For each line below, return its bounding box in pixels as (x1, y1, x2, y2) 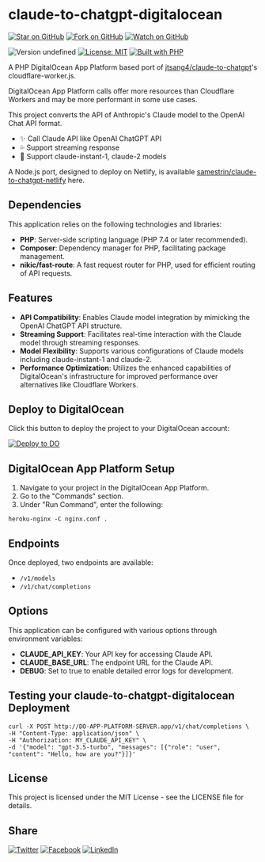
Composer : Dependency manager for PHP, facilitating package (19, 243, 227, 253)
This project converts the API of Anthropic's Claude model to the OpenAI (8, 109, 245, 120)
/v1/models (19, 574, 56, 582)
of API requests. (19, 268, 73, 278)
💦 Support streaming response (19, 143, 120, 152)
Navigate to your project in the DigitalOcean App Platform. (19, 483, 210, 493)
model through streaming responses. (19, 338, 141, 347)
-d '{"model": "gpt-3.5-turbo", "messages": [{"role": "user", (8, 743, 221, 751)
